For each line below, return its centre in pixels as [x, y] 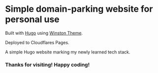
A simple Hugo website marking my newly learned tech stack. [68, 52]
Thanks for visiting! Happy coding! [47, 65]
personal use [32, 19]
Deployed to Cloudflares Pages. [37, 42]
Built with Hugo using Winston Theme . [44, 33]
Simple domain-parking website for [79, 9]
